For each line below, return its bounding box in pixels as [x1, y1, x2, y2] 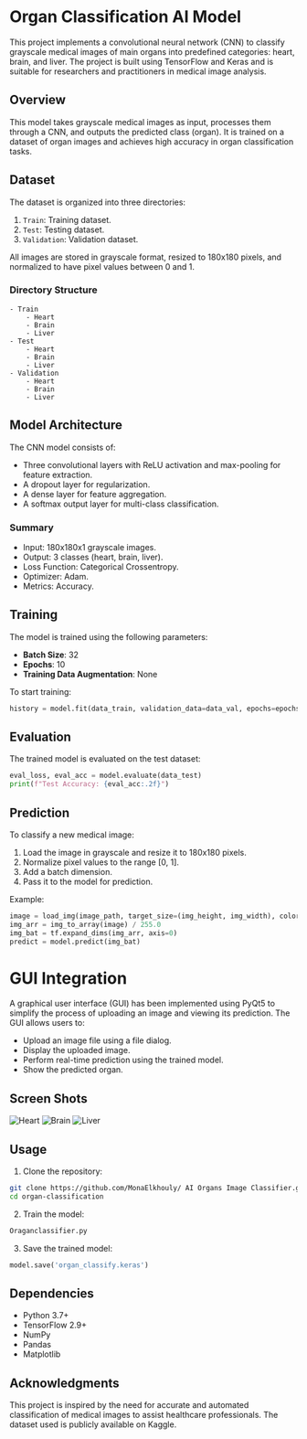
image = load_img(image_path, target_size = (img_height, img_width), [9, 911, 276, 921]
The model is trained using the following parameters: [9, 631, 208, 642]
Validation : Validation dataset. [22, 233, 139, 244]
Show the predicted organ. [22, 1064, 123, 1075]
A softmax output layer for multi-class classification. [22, 498, 219, 509]
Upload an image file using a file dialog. [22, 1035, 172, 1046]
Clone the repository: [22, 1166, 103, 1177]
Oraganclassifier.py [9, 1226, 89, 1235]
